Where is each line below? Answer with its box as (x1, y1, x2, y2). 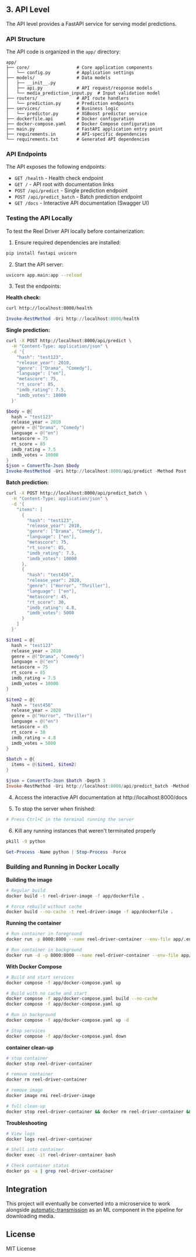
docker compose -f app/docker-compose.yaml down (6, 1033, 127, 1039)
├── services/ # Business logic (6, 105, 118, 112)
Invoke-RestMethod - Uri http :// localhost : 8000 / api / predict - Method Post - (6, 468, 192, 474)
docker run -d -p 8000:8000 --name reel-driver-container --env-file (6, 952, 179, 958)
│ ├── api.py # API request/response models (6, 85, 153, 91)
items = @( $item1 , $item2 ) (11, 762, 77, 768)
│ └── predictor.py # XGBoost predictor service (6, 111, 148, 117)
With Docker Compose (6, 963, 62, 970)
